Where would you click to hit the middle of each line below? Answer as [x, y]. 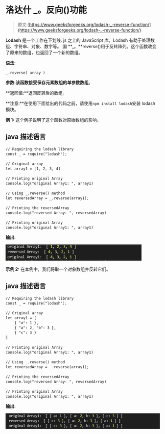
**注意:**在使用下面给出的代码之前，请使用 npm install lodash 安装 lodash [81, 103]
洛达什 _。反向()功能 [46, 10]
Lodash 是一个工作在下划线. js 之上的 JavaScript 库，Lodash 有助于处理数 [80, 40]
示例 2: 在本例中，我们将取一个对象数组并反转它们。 [58, 269]
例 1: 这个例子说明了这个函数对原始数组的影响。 [53, 120]
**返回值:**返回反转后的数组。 [36, 93]
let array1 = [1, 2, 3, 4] [33, 169]
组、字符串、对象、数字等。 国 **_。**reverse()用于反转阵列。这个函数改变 [81, 46]
